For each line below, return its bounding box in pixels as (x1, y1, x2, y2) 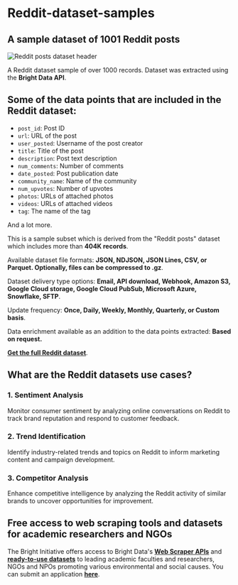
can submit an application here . (7, 569, 100, 578)
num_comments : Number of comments (17, 161, 124, 170)
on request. (7, 334, 43, 343)
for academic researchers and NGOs (7, 528, 173, 540)
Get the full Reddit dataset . (7, 348, 88, 356)
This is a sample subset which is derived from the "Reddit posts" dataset (7, 234, 220, 243)
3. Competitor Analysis (7, 473, 89, 483)
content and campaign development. (7, 455, 115, 464)
